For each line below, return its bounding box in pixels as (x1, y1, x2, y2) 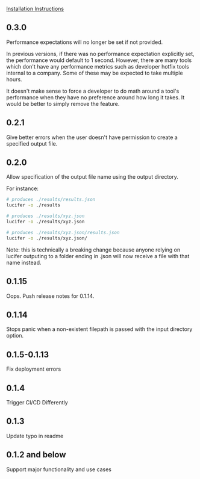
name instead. (6, 259, 42, 266)
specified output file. (6, 140, 58, 147)
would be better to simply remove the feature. (6, 100, 120, 107)
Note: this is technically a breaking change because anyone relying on (6, 246, 181, 253)
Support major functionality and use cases (6, 466, 111, 473)
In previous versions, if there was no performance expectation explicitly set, (6, 50, 195, 57)
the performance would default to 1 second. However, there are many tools (6, 57, 192, 64)
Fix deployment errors (6, 365, 61, 372)
